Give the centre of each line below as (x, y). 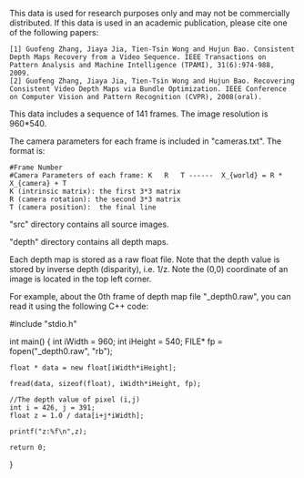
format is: (27, 151)
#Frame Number (36, 168)
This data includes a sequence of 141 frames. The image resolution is (139, 114)
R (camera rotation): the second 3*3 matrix (95, 199)
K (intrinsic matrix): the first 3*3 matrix (95, 191)
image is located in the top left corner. (81, 279)
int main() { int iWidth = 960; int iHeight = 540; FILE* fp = (116, 341)
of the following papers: (54, 32)
